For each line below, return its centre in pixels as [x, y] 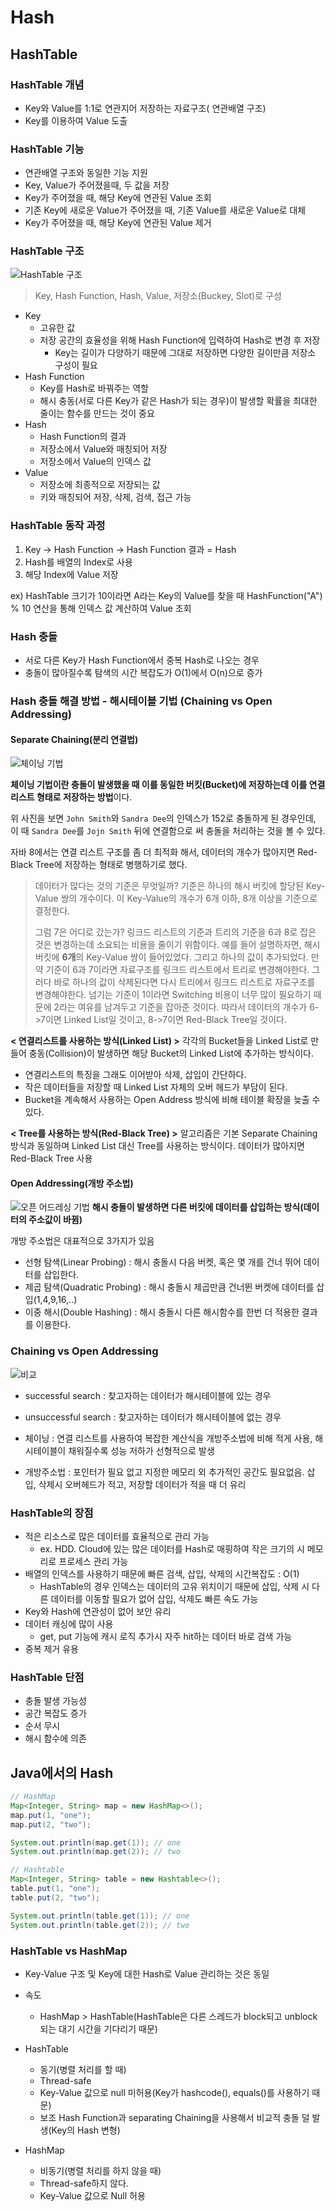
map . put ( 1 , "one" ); [51, 1815]
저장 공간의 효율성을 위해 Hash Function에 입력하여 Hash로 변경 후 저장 [180, 340]
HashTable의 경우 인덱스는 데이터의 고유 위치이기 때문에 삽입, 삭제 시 [174, 1586]
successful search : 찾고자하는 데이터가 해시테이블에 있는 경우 [148, 1395]
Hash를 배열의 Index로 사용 [78, 562]
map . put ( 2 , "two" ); [51, 1824]
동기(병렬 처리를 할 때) [83, 2069]
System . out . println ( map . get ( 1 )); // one [96, 1842]
